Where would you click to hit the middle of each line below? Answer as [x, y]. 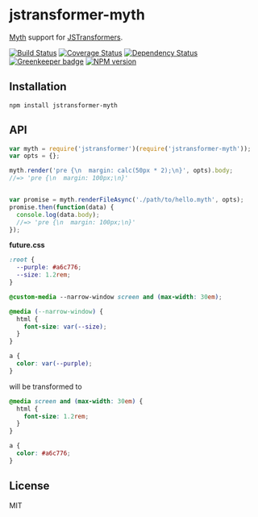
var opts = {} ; [35, 156]
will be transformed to [46, 386]
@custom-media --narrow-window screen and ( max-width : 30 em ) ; [116, 297]
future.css [27, 245]
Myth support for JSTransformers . [66, 37]
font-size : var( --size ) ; [65, 327]
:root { [22, 260]
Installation [38, 87]
